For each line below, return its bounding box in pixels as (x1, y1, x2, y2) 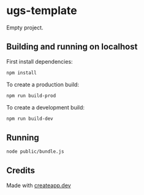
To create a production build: (6, 81, 80, 88)
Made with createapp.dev (6, 182, 72, 189)
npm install (6, 70, 37, 76)
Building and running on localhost (6, 42, 138, 52)
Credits (6, 166, 36, 176)
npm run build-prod (6, 92, 56, 98)
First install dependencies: (6, 57, 73, 65)
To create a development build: (6, 103, 85, 111)
